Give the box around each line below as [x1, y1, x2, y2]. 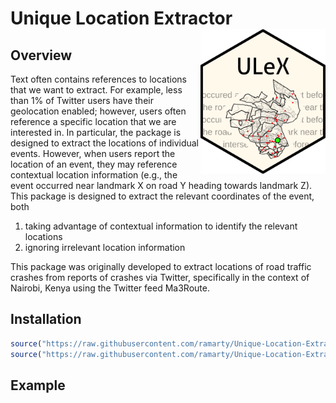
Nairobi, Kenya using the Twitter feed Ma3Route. [10, 282, 210, 294]
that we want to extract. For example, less [10, 84, 183, 96]
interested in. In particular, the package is [10, 127, 182, 138]
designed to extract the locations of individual [10, 137, 200, 149]
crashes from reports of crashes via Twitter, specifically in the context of [10, 272, 310, 283]
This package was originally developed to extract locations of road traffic [10, 261, 312, 272]
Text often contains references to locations [10, 73, 187, 85]
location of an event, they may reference [10, 158, 178, 170]
